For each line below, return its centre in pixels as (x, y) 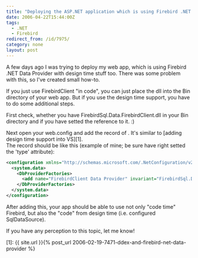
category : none (25, 45)
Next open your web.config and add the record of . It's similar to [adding (94, 133)
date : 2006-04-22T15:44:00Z (41, 17)
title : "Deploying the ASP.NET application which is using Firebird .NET (99, 12)
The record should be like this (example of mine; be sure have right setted (96, 145)
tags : (13, 22)
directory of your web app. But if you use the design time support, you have (98, 97)
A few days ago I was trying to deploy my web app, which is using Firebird (96, 67)
